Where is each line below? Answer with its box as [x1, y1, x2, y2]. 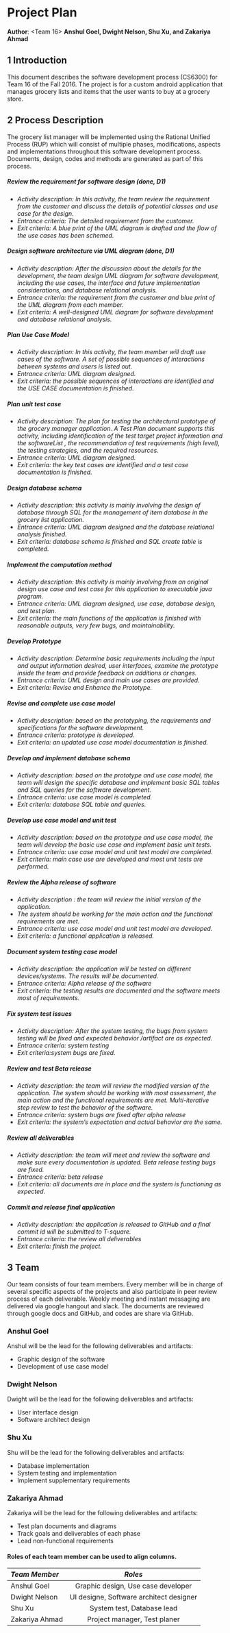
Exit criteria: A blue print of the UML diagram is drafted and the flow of [16, 224, 217, 232]
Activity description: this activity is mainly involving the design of [16, 501, 201, 510]
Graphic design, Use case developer [75, 1581, 192, 1591]
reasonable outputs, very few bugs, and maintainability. [16, 621, 175, 629]
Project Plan [7, 5, 77, 21]
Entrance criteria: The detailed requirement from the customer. [16, 216, 194, 225]
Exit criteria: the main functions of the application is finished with [16, 614, 201, 623]
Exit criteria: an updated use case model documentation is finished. [16, 738, 209, 747]
